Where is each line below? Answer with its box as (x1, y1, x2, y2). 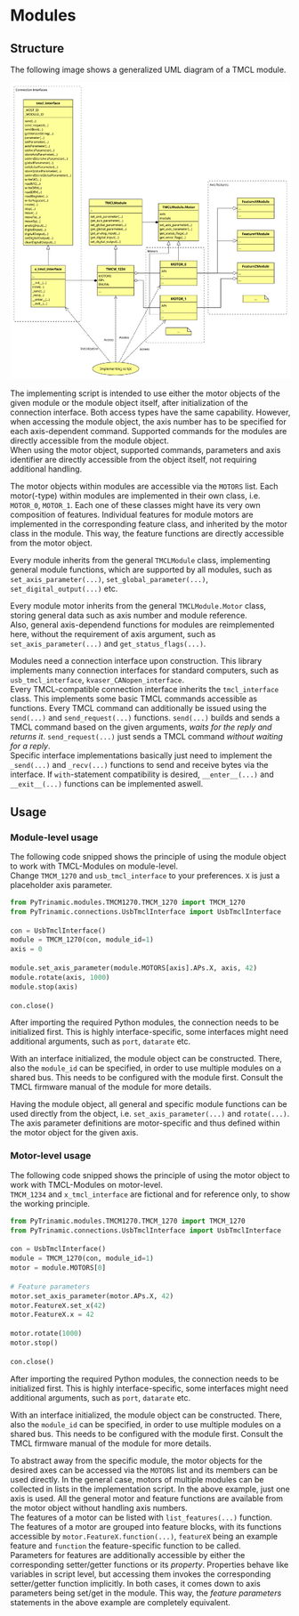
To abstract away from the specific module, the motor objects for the (10, 1455, 263, 1466)
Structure (10, 41, 65, 56)
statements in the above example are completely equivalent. (10, 1596, 230, 1607)
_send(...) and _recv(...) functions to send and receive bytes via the (10, 760, 269, 771)
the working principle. (10, 1198, 91, 1208)
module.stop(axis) (10, 982, 78, 991)
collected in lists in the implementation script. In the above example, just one (10, 1483, 290, 1494)
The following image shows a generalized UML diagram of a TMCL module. (10, 64, 287, 75)
